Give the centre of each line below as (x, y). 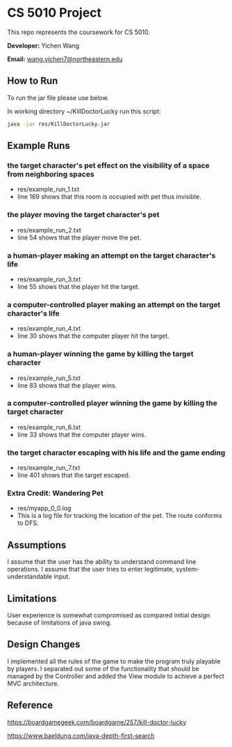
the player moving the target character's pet (83, 215)
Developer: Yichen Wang (43, 45)
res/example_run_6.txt (49, 427)
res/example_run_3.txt (49, 279)
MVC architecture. (33, 683)
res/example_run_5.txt (49, 378)
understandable (30, 576)
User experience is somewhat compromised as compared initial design (109, 615)
